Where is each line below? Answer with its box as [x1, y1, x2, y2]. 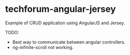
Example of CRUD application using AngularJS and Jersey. [5, 20, 125, 26]
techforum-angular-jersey [5, 3, 116, 15]
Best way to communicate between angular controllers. [12, 39, 126, 45]
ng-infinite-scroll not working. [12, 44, 73, 50]
